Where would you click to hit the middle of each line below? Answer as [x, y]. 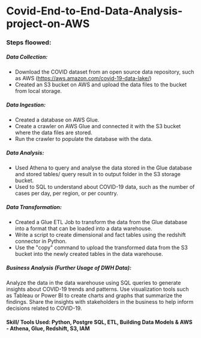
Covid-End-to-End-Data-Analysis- [94, 11]
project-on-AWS [48, 24]
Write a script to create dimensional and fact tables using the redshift [100, 234]
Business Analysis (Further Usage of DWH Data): [69, 267]
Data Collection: [27, 57]
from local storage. [38, 91]
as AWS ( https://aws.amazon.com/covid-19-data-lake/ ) [83, 79]
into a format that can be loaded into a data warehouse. [83, 228]
